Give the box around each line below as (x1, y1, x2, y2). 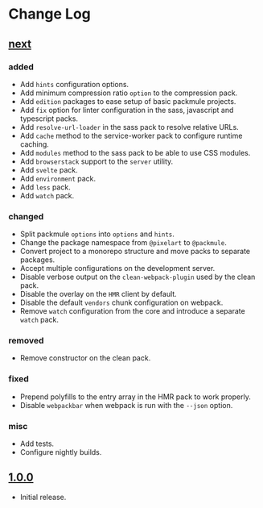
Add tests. (19, 439, 55, 448)
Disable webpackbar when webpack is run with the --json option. (19, 400, 233, 410)
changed (8, 210, 44, 222)
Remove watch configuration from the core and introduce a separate (19, 306, 245, 316)
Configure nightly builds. (19, 448, 102, 457)
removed (8, 335, 44, 347)
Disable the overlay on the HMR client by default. (19, 289, 177, 299)
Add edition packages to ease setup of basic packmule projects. (19, 96, 236, 106)
